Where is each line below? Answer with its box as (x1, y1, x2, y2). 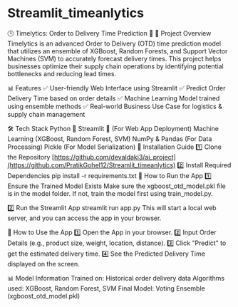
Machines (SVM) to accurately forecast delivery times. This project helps (7, 54, 222, 63)
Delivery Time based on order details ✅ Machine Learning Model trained (7, 94, 220, 103)
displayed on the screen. (7, 259, 80, 268)
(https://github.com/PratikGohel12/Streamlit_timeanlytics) (7, 160, 176, 169)
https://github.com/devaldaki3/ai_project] (53, 152, 176, 161)
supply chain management (7, 110, 86, 118)
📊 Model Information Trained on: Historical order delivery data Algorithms (7, 274, 225, 282)
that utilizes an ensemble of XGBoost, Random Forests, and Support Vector (7, 46, 228, 55)
